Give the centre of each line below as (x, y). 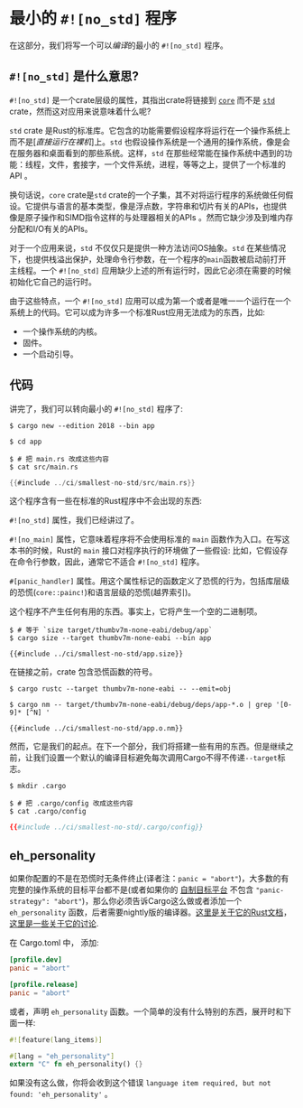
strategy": (30, 902)
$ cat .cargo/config (48, 812)
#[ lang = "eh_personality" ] (62, 1056)
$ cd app (26, 442)
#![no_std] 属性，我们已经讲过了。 (74, 520)
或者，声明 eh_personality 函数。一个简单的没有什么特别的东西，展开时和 (147, 1011)
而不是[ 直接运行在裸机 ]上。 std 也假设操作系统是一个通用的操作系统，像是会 (150, 142)
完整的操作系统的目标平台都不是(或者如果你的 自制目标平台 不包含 (132, 889)
